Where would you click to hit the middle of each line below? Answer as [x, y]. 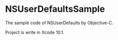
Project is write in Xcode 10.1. [35, 32]
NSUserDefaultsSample [55, 9]
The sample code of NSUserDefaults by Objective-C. [59, 23]
